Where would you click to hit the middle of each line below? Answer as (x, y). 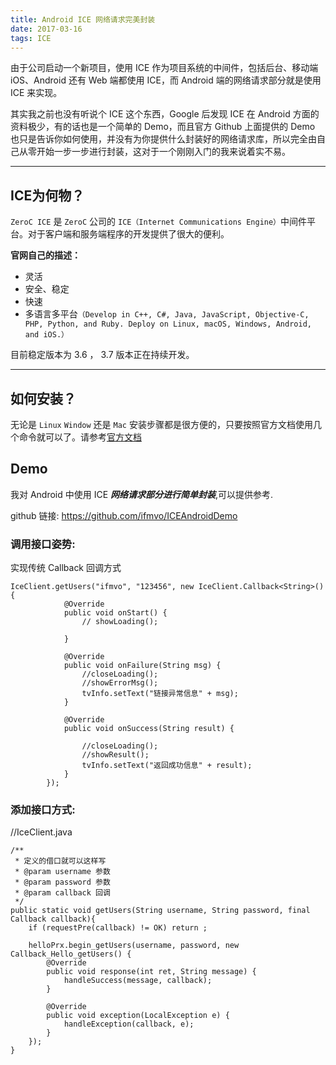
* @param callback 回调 (62, 893)
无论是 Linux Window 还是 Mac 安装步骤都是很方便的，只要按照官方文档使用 (161, 424)
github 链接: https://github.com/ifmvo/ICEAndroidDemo (124, 515)
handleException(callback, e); (129, 1024)
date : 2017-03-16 (46, 29)
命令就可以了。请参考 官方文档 (80, 437)
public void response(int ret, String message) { (151, 972)
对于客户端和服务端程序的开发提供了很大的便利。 (128, 234)
